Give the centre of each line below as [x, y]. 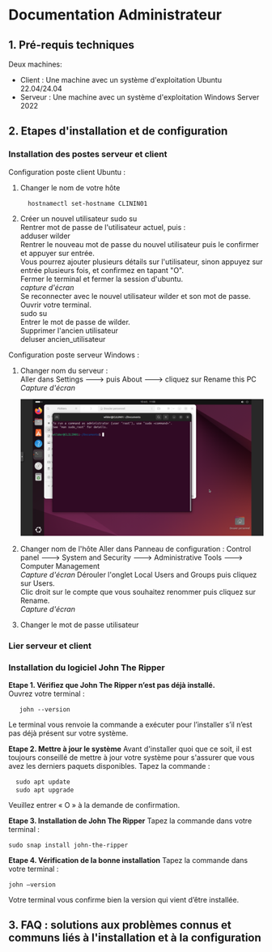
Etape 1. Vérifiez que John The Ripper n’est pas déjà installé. [112, 685]
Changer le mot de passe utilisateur [79, 625]
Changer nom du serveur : [64, 370]
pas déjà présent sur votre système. [68, 733]
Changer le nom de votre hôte [70, 187]
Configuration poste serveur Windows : [74, 355]
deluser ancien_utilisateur [63, 339]
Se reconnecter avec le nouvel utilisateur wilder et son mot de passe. [135, 296]
